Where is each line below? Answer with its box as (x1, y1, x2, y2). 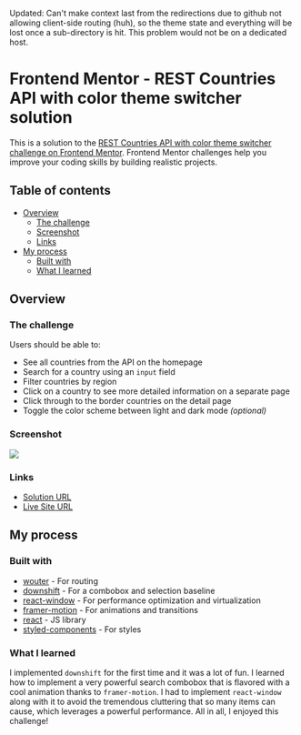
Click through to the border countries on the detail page (22, 396, 232, 407)
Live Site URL (22, 501, 74, 512)
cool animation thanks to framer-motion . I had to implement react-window (9, 687, 282, 698)
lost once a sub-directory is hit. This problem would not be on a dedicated (9, 27, 287, 37)
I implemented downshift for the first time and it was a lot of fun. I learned (9, 668, 285, 679)
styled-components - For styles (22, 623, 142, 635)
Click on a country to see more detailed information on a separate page (22, 386, 291, 397)
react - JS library (22, 614, 86, 625)
